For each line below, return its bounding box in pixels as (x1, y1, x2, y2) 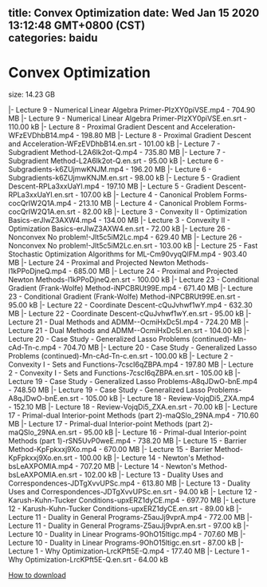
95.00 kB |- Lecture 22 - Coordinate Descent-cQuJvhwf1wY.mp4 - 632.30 (8, 300, 253, 310)
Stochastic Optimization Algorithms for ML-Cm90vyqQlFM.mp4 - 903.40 (8, 249, 247, 259)
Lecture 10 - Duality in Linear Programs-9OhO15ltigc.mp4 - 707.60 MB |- (8, 529, 246, 539)
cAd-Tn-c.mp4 (8, 343, 57, 352)
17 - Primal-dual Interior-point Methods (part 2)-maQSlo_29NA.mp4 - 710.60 (8, 411, 259, 420)
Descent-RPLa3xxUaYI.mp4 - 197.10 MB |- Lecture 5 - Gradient (8, 181, 214, 191)
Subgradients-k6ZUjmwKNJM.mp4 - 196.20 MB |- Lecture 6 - (8, 165, 212, 174)
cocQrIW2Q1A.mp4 (8, 199, 72, 208)
